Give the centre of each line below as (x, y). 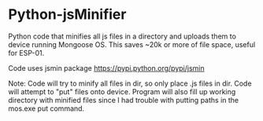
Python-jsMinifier (67, 15)
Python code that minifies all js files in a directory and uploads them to (122, 36)
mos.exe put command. (46, 108)
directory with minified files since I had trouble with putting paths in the (124, 100)
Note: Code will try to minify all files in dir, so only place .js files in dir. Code (130, 83)
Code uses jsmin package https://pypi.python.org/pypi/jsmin (106, 68)
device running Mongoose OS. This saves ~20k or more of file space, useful (132, 44)
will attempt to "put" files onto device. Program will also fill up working (122, 91)
